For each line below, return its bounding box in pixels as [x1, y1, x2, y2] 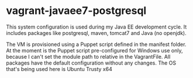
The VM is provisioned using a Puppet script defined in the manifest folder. [6, 41, 187, 48]
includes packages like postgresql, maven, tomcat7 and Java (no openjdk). [6, 29, 187, 36]
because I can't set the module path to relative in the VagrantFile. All [6, 53, 171, 60]
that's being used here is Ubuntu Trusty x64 [6, 65, 112, 72]
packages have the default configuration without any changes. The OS [6, 59, 177, 66]
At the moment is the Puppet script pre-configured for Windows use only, [6, 47, 183, 54]
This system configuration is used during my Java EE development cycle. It [6, 23, 187, 30]
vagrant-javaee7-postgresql [6, 4, 147, 17]
